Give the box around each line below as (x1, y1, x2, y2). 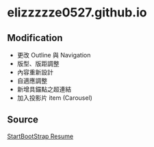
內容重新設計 (16, 68, 53, 76)
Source (7, 114, 39, 126)
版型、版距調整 (16, 59, 60, 68)
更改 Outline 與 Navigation (16, 51, 91, 59)
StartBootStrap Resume (7, 132, 74, 140)
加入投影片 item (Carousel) (16, 94, 92, 102)
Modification (7, 32, 63, 44)
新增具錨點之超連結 (16, 85, 72, 93)
